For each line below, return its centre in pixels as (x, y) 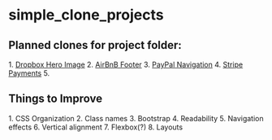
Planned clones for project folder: (95, 45)
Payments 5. (29, 73)
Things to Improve (56, 99)
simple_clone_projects (86, 15)
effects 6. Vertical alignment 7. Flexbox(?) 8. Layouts (96, 127)
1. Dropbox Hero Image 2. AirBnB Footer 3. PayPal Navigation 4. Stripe (126, 64)
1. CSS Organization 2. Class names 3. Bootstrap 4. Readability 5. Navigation (136, 118)
